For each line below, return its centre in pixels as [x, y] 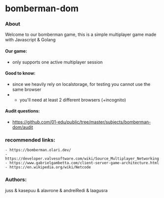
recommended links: [30, 140]
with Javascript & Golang [30, 40]
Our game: [16, 51]
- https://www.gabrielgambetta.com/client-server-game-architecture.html [82, 163]
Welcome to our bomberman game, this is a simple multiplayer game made [81, 34]
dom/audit [23, 127]
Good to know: [20, 73]
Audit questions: [23, 111]
